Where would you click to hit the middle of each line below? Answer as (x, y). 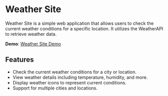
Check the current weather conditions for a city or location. (75, 72)
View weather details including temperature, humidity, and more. (80, 77)
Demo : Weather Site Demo (33, 43)
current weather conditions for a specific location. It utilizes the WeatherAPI (84, 28)
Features (20, 60)
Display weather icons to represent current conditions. (70, 82)
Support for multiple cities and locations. (55, 88)
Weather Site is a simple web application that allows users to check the (79, 23)
